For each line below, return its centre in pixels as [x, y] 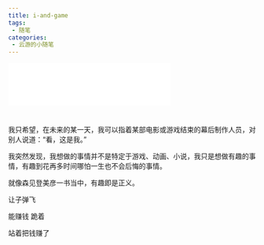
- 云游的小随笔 [33, 45]
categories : [27, 37]
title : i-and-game [38, 15]
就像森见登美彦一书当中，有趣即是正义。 [73, 183]
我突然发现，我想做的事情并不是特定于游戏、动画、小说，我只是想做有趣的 [128, 156]
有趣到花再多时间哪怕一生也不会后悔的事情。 [94, 166]
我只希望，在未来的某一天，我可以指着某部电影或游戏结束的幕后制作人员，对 [132, 130]
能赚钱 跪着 [26, 217]
